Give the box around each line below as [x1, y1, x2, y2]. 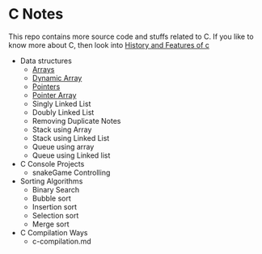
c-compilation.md [32, 236, 91, 246]
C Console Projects [19, 159, 85, 168]
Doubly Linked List [32, 107, 95, 117]
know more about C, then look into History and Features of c [8, 40, 210, 49]
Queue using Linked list [32, 150, 111, 160]
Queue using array [32, 142, 95, 151]
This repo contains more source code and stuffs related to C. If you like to [8, 32, 254, 41]
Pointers [32, 82, 61, 91]
